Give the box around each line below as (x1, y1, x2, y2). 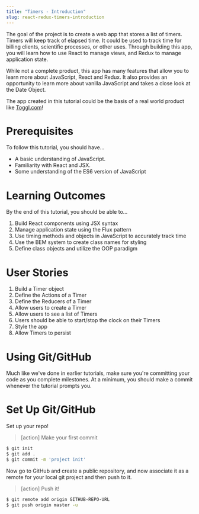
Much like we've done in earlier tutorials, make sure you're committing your (6, 370, 190, 377)
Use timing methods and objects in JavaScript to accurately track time (14, 232, 187, 240)
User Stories (6, 266, 69, 279)
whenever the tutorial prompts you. (6, 383, 92, 390)
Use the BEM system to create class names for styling (14, 239, 147, 246)
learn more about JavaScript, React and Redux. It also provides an (6, 73, 168, 81)
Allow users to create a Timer (14, 304, 87, 311)
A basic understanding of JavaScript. (14, 155, 105, 163)
